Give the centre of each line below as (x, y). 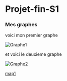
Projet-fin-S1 (32, 9)
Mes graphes (21, 25)
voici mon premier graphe (32, 35)
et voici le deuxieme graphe (33, 54)
